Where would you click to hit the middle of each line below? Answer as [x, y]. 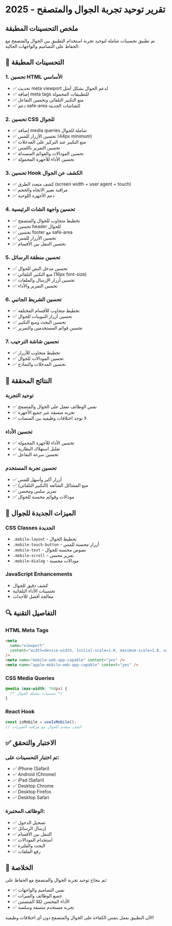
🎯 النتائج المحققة [29, 381]
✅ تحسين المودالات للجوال [38, 359]
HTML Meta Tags [27, 631]
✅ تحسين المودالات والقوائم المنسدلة [48, 153]
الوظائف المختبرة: [25, 811]
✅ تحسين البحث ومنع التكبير [39, 322]
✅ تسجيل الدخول [29, 822]
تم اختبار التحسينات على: [33, 757]
